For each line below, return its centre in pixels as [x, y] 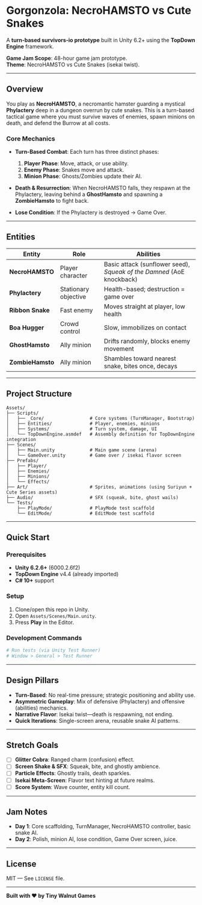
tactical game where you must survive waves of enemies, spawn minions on [101, 116]
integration [21, 439]
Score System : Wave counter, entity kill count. [72, 787]
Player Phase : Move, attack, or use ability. [76, 164]
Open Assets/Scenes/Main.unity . [56, 615]
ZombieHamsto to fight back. [52, 201]
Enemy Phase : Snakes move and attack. [74, 170]
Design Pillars [32, 680]
